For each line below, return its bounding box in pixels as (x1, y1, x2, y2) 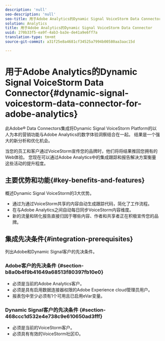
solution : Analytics (5, 21, 48, 26)
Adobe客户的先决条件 (5, 262, 56, 269)
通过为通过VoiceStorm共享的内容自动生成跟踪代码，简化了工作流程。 (12, 200, 152, 207)
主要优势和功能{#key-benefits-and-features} (5, 176, 145, 185)
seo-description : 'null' (5, 12, 56, 17)
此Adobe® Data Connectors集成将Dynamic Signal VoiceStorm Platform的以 (5, 125, 157, 131)
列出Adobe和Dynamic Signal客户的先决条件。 (5, 249, 97, 255)
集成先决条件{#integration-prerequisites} (5, 235, 134, 243)
